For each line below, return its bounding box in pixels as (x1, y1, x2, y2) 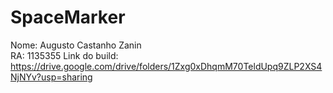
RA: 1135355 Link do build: (10, 49, 119, 61)
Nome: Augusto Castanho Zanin (10, 39, 142, 51)
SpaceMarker (10, 6, 126, 29)
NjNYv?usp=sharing (10, 71, 93, 83)
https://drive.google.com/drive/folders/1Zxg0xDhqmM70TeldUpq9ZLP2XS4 (10, 60, 323, 72)
